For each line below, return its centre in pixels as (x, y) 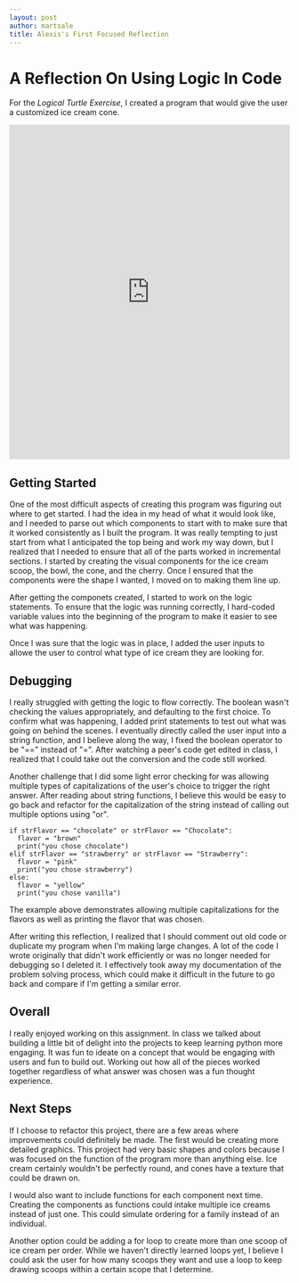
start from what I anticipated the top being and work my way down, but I (141, 542)
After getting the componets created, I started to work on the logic (131, 598)
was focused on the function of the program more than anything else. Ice (143, 1159)
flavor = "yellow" (52, 885)
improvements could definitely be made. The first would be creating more (144, 1139)
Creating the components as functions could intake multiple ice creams (140, 1204)
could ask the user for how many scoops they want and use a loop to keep (146, 1260)
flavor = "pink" (47, 862)
